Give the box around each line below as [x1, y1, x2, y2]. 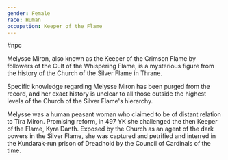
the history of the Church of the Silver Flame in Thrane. [7, 69, 163, 77]
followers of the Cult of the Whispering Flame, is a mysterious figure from [7, 62, 214, 70]
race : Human [7, 16, 41, 23]
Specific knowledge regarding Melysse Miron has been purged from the [7, 83, 210, 91]
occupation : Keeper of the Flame [7, 23, 103, 29]
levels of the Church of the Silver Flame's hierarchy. [7, 97, 153, 105]
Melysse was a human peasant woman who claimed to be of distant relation [7, 110, 221, 118]
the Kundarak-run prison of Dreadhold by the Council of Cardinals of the [7, 139, 211, 148]
